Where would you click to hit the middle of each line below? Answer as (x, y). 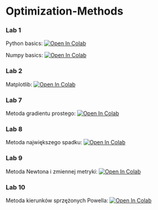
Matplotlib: (19, 84)
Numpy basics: (24, 55)
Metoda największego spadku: (44, 142)
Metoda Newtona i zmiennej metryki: (52, 171)
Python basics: (24, 43)
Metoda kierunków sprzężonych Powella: (57, 200)
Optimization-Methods (65, 11)
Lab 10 (15, 187)
